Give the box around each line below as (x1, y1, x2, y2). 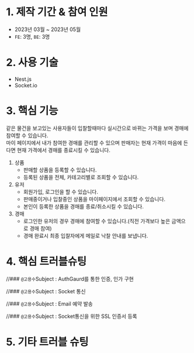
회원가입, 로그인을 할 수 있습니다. (23, 188, 98, 195)
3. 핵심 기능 (6, 104, 58, 118)
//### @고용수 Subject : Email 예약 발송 (6, 300, 93, 307)
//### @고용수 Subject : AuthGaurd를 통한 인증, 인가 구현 (6, 275, 134, 282)
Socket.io (14, 81, 38, 88)
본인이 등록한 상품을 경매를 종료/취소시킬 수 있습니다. (23, 203, 144, 210)
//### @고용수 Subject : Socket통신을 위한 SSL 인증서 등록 (6, 313, 137, 320)
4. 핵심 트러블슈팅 (6, 255, 87, 268)
